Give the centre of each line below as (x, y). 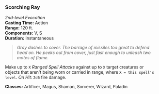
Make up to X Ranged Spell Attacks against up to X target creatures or (74, 67)
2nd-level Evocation (25, 18)
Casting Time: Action (27, 23)
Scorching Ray (23, 7)
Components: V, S (24, 33)
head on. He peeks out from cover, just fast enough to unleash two (84, 53)
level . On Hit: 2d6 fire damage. (36, 77)
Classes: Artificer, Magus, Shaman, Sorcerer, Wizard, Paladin (66, 87)
